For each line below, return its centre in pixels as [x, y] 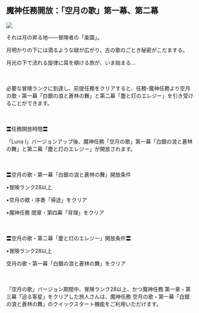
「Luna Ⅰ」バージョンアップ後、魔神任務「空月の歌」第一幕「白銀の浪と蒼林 [99, 141]
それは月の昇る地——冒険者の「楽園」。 [54, 37]
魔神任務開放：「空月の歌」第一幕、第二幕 [82, 11]
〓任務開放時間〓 [27, 129]
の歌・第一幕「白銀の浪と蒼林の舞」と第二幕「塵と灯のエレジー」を [89, 96]
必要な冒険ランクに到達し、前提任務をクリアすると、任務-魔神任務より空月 [98, 88]
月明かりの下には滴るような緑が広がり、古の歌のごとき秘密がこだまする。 [97, 50]
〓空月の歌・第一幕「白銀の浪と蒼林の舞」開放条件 [69, 174]
